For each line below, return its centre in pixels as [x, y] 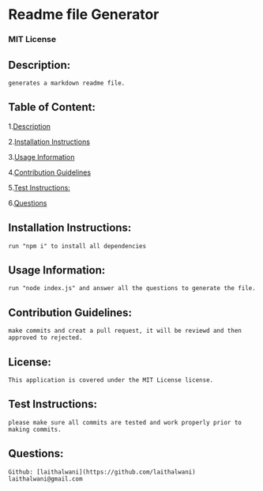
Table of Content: [52, 107]
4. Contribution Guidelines [50, 172]
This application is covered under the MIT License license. [111, 380]
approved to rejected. [45, 338]
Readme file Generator [84, 15]
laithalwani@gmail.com [45, 479]
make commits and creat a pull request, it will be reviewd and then [125, 331]
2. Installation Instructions [49, 142]
